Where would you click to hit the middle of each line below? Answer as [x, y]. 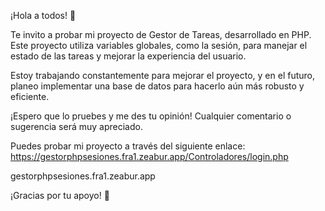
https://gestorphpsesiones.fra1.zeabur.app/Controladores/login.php [149, 156]
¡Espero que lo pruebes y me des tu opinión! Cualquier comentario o [151, 116]
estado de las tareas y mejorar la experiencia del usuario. [128, 56]
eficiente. [30, 96]
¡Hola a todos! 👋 [43, 15]
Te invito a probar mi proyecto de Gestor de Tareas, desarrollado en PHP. [161, 34]
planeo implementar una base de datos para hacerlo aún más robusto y [157, 86]
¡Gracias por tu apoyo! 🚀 [60, 195]
